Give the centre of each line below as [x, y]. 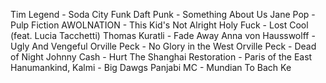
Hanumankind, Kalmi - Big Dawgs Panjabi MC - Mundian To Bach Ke [151, 67]
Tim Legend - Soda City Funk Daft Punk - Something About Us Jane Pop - [163, 14]
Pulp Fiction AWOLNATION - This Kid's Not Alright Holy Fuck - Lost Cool [159, 25]
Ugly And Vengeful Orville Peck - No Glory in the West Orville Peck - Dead [163, 46]
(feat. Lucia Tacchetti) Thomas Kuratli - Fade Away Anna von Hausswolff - [163, 35]
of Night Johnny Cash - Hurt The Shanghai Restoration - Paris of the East [161, 57]
